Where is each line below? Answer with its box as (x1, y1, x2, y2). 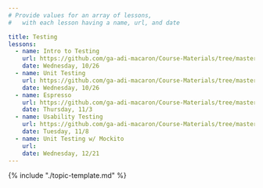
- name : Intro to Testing (15, 48, 100, 56)
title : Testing (8, 33, 58, 41)
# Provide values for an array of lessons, (8, 11, 153, 20)
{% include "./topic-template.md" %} (8, 171, 127, 180)
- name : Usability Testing (15, 113, 103, 121)
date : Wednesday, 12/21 (22, 150, 100, 157)
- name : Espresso (15, 91, 72, 99)
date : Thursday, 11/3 (22, 106, 92, 114)
